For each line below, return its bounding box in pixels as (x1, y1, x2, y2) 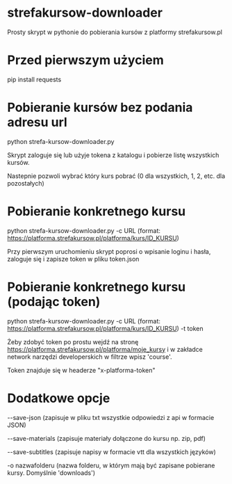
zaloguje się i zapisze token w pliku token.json (7, 255, 140, 263)
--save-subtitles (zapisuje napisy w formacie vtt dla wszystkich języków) (7, 447, 217, 456)
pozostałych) (7, 179, 45, 187)
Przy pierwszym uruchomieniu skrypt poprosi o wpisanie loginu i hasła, (7, 247, 211, 255)
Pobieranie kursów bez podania (7, 99, 193, 115)
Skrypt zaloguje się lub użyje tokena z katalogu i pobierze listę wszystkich (7, 151, 219, 159)
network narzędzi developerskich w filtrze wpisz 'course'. (7, 353, 172, 361)
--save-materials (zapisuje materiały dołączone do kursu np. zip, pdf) (7, 434, 206, 442)
